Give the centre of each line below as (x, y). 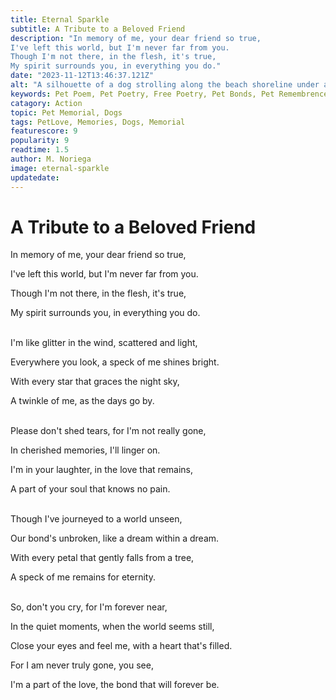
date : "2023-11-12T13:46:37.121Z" (82, 76)
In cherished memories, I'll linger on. (85, 450)
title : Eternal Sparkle (60, 19)
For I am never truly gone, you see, (82, 665)
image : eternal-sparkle (60, 168)
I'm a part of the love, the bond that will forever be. (115, 685)
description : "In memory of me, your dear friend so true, (136, 38)
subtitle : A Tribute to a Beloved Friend (98, 29)
